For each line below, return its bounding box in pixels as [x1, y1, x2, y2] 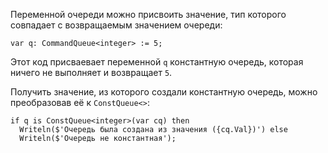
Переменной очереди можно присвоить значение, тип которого [10, 9, 287, 20]
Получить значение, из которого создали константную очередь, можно [10, 86, 318, 98]
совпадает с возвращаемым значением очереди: [10, 19, 223, 31]
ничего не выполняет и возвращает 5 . [10, 67, 173, 78]
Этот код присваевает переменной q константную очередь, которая [10, 56, 304, 68]
